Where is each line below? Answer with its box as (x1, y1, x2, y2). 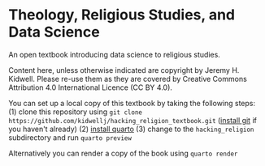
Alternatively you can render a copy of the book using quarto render (8, 148, 238, 158)
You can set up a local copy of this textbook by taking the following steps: (8, 98, 256, 108)
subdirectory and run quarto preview (8, 132, 132, 143)
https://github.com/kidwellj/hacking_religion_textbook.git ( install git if (8, 115, 258, 125)
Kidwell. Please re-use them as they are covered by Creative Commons (8, 74, 248, 83)
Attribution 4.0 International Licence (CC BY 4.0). (8, 83, 173, 92)
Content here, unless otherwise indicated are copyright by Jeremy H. (8, 65, 240, 74)
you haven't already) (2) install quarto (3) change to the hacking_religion (8, 124, 254, 134)
